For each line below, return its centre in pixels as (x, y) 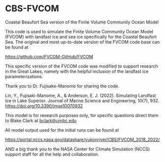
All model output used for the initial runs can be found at (62, 130)
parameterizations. (24, 76)
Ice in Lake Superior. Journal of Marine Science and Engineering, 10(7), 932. (82, 100)
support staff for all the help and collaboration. (52, 154)
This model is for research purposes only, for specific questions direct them (82, 115)
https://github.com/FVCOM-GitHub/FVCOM (49, 56)
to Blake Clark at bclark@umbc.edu (41, 120)
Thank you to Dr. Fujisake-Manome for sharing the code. (62, 86)
